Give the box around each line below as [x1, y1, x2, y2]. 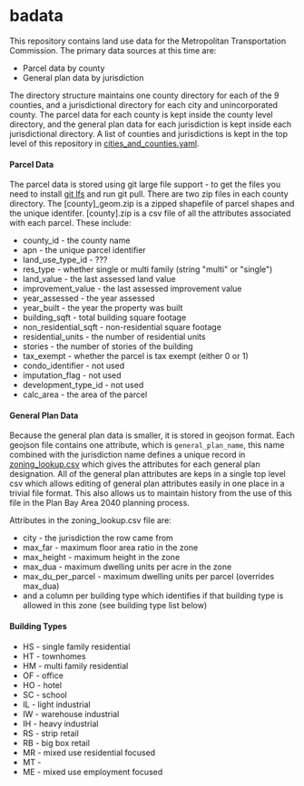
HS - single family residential [22, 641, 131, 652]
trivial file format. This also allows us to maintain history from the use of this [9, 488, 292, 499]
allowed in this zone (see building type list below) [22, 600, 207, 611]
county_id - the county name [22, 235, 131, 246]
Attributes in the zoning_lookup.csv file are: [9, 515, 172, 526]
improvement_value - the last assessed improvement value [22, 283, 242, 295]
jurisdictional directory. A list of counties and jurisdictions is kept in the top [9, 128, 289, 139]
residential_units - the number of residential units [22, 332, 206, 343]
